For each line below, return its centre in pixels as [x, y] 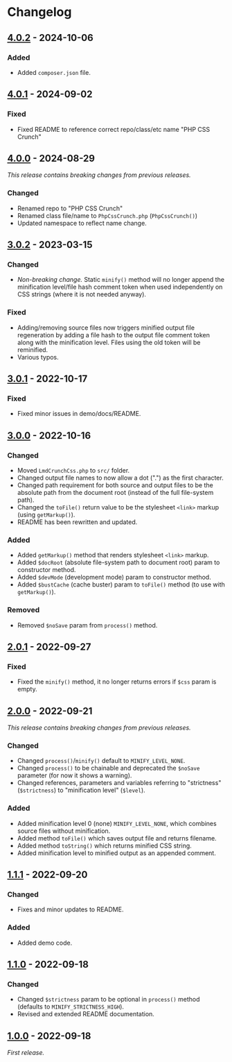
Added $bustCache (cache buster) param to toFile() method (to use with [121, 584]
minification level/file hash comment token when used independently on [120, 287]
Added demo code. [45, 943]
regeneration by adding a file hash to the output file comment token [113, 335]
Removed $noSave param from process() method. [87, 625]
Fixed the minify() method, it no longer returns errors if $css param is [117, 682]
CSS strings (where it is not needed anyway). [82, 294]
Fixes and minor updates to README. [70, 909]
